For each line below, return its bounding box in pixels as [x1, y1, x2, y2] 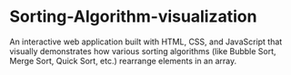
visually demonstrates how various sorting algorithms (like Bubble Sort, [9, 45, 276, 56]
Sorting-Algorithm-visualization [9, 6, 257, 27]
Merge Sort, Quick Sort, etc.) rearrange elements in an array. [9, 55, 237, 66]
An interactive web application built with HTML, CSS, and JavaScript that [9, 36, 283, 47]
